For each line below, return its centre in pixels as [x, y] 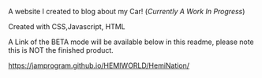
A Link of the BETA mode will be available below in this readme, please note [131, 42]
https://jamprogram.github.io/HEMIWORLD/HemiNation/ [99, 65]
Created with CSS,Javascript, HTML [67, 26]
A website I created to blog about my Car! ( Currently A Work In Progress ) [127, 11]
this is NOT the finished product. [61, 50]
